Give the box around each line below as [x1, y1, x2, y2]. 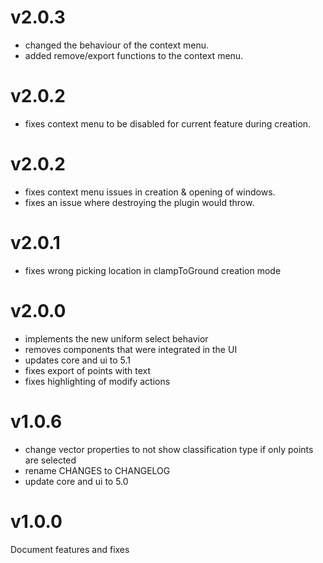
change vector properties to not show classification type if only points [24, 443, 314, 455]
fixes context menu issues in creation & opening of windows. [24, 186, 276, 198]
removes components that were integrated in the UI [24, 343, 238, 355]
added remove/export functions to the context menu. [24, 49, 244, 61]
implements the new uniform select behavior [24, 332, 209, 345]
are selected [24, 454, 77, 466]
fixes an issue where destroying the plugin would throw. [24, 196, 255, 208]
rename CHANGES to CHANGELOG [24, 464, 171, 476]
